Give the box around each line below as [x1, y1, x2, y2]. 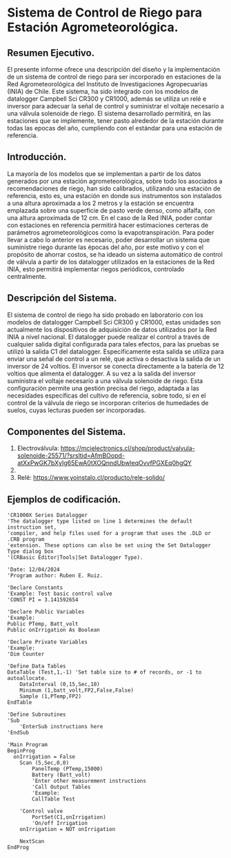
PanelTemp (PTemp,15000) [32, 766, 103, 772]
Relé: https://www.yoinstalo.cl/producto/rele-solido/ [17, 474, 165, 482]
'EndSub [7, 730, 30, 737]
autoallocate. [7, 675, 48, 682]
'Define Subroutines [7, 711, 67, 719]
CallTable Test [32, 796, 76, 803]
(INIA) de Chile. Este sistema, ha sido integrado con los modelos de [7, 88, 199, 95]
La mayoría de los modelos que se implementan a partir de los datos [7, 169, 201, 177]
